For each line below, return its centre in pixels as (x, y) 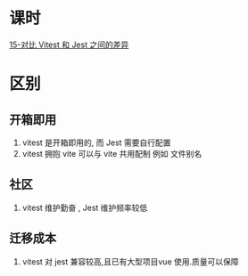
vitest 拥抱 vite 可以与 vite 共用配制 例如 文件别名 (112, 153)
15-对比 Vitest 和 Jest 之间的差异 (69, 45)
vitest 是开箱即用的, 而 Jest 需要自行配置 (96, 142)
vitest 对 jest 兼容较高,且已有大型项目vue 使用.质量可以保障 (130, 261)
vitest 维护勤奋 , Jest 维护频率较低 (85, 207)
